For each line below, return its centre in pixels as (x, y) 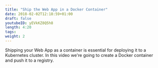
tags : (10, 32)
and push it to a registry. (30, 60)
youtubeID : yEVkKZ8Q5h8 (29, 23)
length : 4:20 (18, 27)
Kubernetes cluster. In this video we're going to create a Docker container (79, 55)
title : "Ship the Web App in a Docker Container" (57, 9)
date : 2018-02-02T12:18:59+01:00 (39, 14)
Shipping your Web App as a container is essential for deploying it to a (76, 50)
